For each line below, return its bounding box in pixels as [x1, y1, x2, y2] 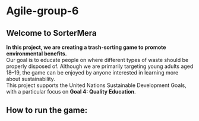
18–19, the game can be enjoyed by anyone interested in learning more [6, 69, 179, 76]
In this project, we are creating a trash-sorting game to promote [6, 44, 166, 51]
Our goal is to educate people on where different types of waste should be [6, 57, 189, 63]
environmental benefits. [6, 50, 67, 57]
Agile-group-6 [6, 4, 79, 18]
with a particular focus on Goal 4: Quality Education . [6, 88, 136, 95]
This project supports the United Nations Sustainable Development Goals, [6, 82, 187, 89]
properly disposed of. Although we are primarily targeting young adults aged [6, 63, 194, 70]
